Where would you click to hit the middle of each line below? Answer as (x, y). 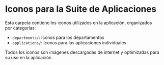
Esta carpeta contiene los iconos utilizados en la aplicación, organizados (79, 23)
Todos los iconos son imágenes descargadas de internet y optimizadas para (82, 52)
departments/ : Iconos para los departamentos (58, 37)
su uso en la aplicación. (29, 57)
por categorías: (20, 28)
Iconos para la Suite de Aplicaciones (81, 9)
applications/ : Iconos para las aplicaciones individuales (69, 42)
